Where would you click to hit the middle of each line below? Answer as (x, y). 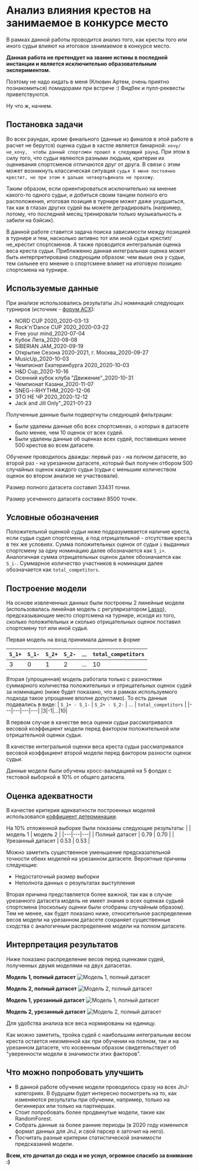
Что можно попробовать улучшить (75, 1072)
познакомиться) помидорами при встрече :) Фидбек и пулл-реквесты (95, 88)
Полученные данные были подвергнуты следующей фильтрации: (89, 414)
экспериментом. (28, 70)
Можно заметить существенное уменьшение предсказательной (88, 852)
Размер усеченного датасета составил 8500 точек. (72, 499)
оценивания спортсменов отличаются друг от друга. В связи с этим (93, 164)
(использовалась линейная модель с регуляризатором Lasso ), (86, 609)
